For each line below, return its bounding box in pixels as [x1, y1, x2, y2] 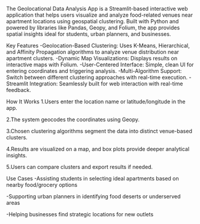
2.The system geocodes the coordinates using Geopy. [6, 116, 140, 123]
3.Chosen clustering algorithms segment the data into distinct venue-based [6, 128, 193, 134]
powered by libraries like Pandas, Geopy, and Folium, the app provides [6, 24, 180, 31]
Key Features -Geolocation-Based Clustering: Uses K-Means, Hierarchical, [6, 42, 190, 49]
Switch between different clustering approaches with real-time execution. [6, 74, 188, 81]
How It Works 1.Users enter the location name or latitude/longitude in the [6, 98, 186, 105]
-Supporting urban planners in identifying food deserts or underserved [6, 193, 181, 200]
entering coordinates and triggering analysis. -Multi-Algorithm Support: [6, 67, 182, 74]
